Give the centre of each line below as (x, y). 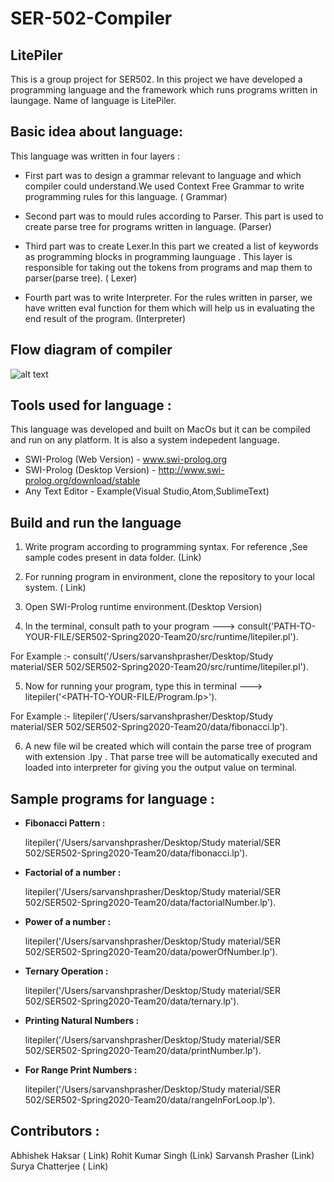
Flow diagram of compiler (91, 350)
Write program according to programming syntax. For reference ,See (166, 547)
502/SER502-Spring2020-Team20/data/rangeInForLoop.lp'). (150, 1100)
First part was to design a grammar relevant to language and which (163, 175)
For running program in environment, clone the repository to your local (169, 577)
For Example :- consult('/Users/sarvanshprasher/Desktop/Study (142, 656)
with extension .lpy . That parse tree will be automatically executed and (171, 757)
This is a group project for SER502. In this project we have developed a (156, 79)
